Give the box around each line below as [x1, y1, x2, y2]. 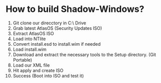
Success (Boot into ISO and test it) [12, 73, 84, 79]
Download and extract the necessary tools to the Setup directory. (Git [12, 51, 156, 58]
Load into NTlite [12, 36, 46, 42]
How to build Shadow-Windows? [5, 3, 144, 15]
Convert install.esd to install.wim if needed [12, 41, 101, 47]
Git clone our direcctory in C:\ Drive [12, 20, 86, 26]
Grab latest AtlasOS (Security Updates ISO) [12, 25, 102, 31]
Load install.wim [12, 46, 47, 52]
